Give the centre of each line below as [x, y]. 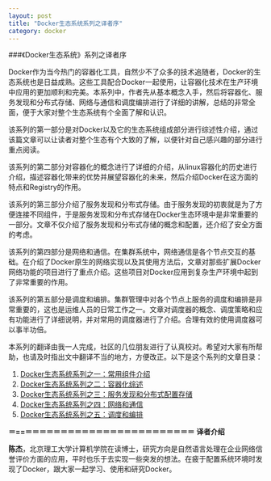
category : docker [38, 31]
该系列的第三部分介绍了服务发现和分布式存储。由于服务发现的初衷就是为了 [132, 205]
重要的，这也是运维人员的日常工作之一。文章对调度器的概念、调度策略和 [135, 310]
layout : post [30, 16]
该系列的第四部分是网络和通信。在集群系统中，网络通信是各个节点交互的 [128, 252]
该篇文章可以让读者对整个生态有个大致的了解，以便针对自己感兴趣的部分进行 [135, 140]
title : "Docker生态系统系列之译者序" [66, 23]
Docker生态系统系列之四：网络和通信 [81, 404]
